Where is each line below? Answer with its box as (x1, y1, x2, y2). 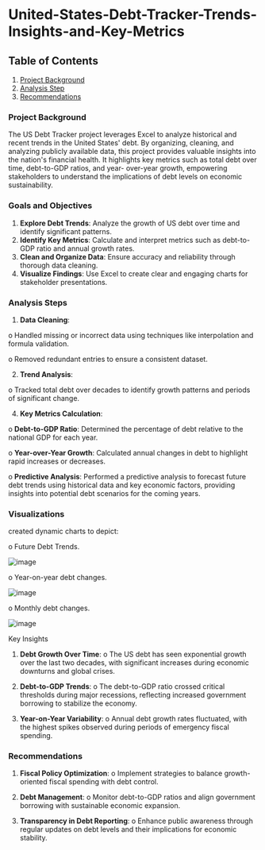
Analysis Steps (8, 297, 67, 308)
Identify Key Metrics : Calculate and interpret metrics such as (19, 235, 221, 244)
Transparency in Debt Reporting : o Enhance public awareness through (19, 816, 254, 826)
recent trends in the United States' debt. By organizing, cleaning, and (8, 138, 234, 148)
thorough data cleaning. (19, 260, 98, 270)
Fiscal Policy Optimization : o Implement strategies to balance (19, 768, 223, 779)
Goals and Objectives (8, 200, 93, 211)
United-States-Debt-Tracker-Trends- (8, 6, 258, 24)
